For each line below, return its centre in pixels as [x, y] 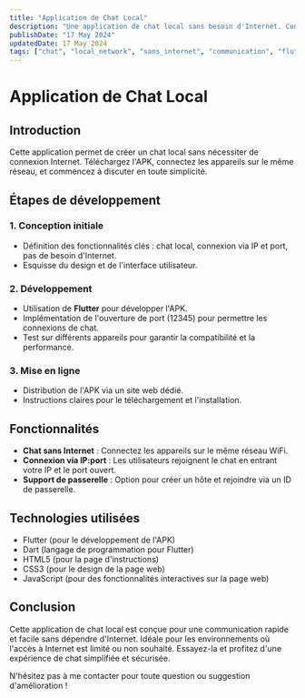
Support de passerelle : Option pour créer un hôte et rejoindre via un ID [157, 480]
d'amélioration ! [39, 685]
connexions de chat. [61, 328]
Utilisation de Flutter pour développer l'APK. [105, 309]
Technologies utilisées [75, 518]
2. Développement [51, 288]
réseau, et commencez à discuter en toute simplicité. [108, 172]
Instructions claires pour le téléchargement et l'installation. [132, 400]
